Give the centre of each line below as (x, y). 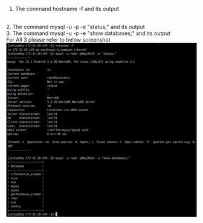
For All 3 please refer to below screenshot (58, 40)
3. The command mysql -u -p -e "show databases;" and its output (88, 33)
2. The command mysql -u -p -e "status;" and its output (76, 27)
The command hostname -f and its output (67, 9)
